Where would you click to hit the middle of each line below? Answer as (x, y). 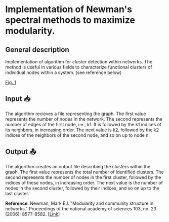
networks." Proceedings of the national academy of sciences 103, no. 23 (81, 208)
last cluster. (17, 193)
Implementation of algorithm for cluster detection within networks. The (79, 62)
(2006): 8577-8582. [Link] (33, 214)
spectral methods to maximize (70, 20)
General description (37, 49)
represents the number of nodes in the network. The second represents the (84, 119)
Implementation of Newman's (69, 9)
